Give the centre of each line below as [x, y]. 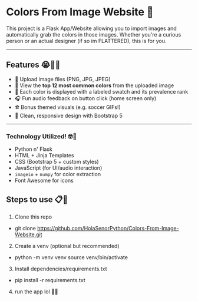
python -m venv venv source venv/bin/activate [71, 257]
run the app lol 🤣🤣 [36, 292]
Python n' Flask [34, 149]
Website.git [28, 234]
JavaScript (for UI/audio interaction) [58, 168]
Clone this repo [33, 217]
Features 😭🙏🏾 [33, 65]
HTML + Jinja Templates [44, 156]
